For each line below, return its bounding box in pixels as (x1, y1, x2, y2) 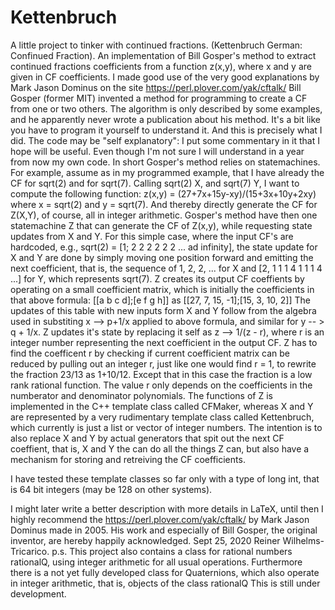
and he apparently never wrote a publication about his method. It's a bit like (10, 113, 321, 125)
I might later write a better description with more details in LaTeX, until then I (10, 502, 324, 515)
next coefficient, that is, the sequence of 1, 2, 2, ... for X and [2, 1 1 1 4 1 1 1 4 (10, 262, 323, 274)
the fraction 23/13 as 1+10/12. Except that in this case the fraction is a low (10, 368, 313, 380)
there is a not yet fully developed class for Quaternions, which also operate (10, 566, 320, 578)
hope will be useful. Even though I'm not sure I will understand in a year (10, 145, 305, 157)
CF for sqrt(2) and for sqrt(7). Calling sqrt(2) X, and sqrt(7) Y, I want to (10, 177, 300, 189)
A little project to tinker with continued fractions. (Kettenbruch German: (10, 39, 303, 51)
